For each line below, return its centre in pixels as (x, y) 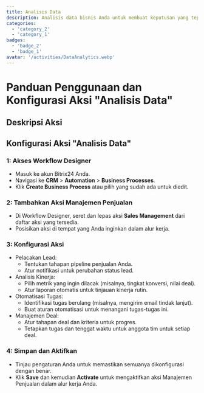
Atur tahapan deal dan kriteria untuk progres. (80, 322)
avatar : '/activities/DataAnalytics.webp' (61, 57)
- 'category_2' (31, 29)
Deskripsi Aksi (34, 123)
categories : (21, 23)
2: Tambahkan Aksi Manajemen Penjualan (70, 203)
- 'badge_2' (27, 46)
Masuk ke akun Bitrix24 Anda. (53, 173)
